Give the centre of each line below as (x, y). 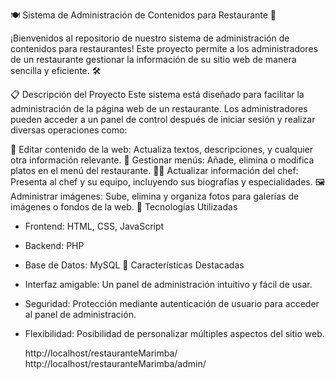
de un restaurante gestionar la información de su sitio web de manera (153, 59)
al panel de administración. (80, 314)
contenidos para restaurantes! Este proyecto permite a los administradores (164, 48)
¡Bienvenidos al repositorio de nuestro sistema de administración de (150, 38)
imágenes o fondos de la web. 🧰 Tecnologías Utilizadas (124, 207)
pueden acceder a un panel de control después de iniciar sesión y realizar (163, 119)
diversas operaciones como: (69, 130)
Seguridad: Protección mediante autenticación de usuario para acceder (172, 303)
